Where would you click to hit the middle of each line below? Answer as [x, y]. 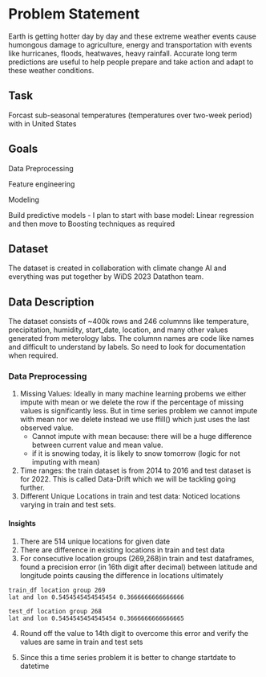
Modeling [24, 199]
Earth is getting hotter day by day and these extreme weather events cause [132, 36]
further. [32, 488]
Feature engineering [42, 184]
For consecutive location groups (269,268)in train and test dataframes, [137, 558]
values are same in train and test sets [81, 642]
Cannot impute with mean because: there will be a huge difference [142, 437]
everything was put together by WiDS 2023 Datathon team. [106, 277]
